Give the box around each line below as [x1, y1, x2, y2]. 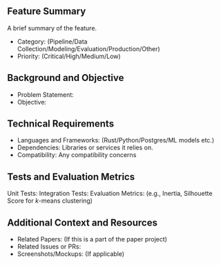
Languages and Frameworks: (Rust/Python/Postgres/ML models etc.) [17, 136, 215, 145]
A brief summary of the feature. [7, 24, 97, 32]
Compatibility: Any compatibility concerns [17, 151, 137, 159]
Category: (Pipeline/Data [17, 37, 88, 46]
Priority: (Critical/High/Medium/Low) [17, 52, 121, 60]
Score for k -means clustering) [7, 197, 93, 205]
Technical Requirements [7, 118, 115, 130]
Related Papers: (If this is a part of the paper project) [17, 235, 168, 244]
